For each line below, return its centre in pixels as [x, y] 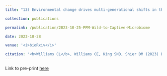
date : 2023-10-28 [23, 37]
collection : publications [32, 19]
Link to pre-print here [27, 68]
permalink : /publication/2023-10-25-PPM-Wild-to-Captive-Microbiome [78, 28]
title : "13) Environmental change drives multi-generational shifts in [81, 10]
